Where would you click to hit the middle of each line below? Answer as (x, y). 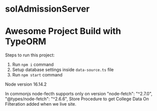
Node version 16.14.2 (26, 84)
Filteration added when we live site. (41, 104)
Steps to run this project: (30, 55)
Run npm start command (37, 75)
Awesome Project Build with (63, 31)
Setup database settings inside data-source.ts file (63, 70)
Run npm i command (33, 65)
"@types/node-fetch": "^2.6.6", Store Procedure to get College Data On (77, 99)
